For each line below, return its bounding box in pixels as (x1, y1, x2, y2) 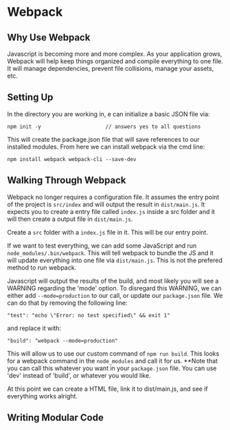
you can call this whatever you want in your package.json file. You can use (7, 364, 217, 372)
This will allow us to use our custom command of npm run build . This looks (7, 349, 220, 358)
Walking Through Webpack (7, 175, 126, 186)
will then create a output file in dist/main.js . (7, 215, 133, 223)
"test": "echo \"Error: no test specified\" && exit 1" (7, 312, 170, 319)
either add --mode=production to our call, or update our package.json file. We (7, 291, 223, 299)
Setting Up (7, 92, 54, 103)
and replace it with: (7, 324, 62, 332)
